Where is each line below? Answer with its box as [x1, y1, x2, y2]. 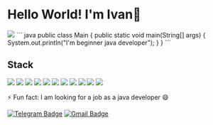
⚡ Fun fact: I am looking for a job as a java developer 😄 [7, 92, 169, 102]
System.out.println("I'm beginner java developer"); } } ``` [7, 38, 172, 47]
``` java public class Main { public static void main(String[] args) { [16, 31, 206, 39]
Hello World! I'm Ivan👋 [7, 6, 141, 23]
